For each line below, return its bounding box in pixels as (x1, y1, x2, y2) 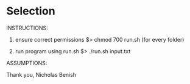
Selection (6, 4, 56, 18)
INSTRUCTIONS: (6, 24, 48, 31)
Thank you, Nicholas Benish (6, 71, 77, 78)
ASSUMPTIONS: (6, 59, 47, 66)
